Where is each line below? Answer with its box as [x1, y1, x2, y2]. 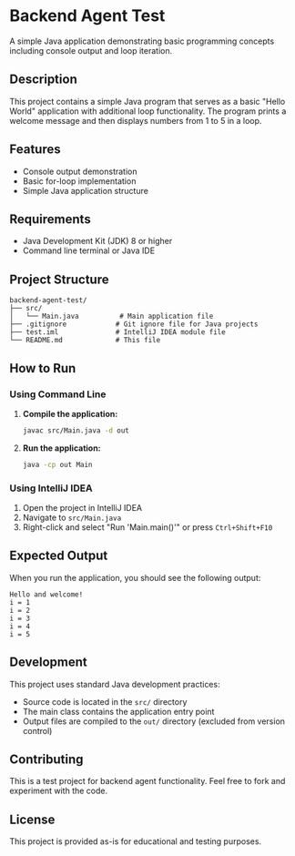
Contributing [9, 751, 84, 767]
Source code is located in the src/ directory [22, 696, 188, 707]
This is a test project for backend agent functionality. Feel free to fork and [9, 776, 286, 787]
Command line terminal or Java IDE [22, 245, 156, 256]
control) [22, 725, 53, 736]
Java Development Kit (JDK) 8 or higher [22, 236, 173, 247]
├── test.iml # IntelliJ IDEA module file [9, 328, 226, 337]
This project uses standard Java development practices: [9, 678, 220, 689]
